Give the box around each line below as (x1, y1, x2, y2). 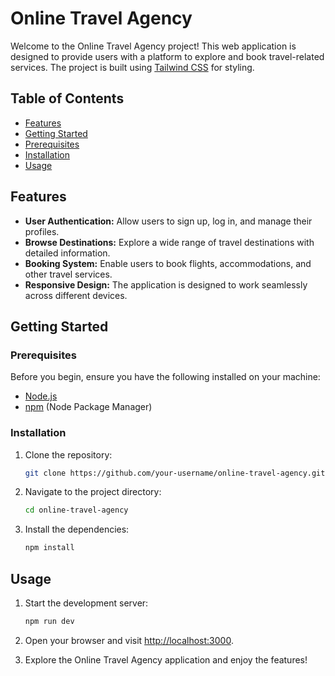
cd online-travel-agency (24, 505, 129, 516)
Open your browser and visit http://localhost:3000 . (24, 634, 234, 646)
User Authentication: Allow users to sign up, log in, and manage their (24, 215, 313, 227)
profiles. (24, 225, 60, 237)
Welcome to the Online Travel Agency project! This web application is (10, 40, 297, 52)
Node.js (24, 390, 58, 402)
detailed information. (24, 247, 111, 259)
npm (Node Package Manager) (24, 401, 153, 413)
